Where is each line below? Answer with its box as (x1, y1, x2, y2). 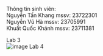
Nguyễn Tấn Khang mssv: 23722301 (6, 12, 98, 19)
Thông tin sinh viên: (6, 5, 56, 12)
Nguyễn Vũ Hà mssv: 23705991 (6, 18, 86, 25)
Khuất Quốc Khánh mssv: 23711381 (6, 24, 94, 32)
